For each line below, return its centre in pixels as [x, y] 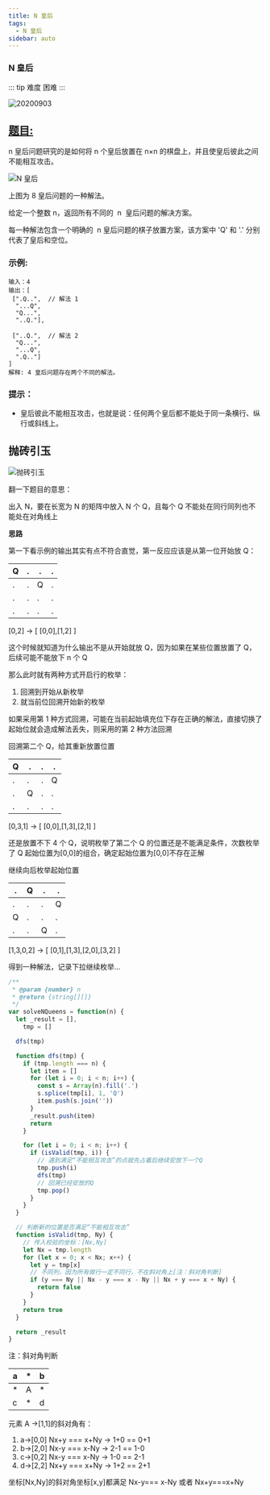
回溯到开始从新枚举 [52, 691]
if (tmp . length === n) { [64, 1063]
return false [59, 1287]
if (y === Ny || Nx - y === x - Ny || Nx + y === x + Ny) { [133, 1280]
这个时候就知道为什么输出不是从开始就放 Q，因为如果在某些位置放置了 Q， [132, 647]
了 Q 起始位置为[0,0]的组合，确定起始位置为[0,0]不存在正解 [106, 853]
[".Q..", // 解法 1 [45, 299]
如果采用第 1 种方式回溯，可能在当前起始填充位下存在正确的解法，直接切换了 [135, 719]
